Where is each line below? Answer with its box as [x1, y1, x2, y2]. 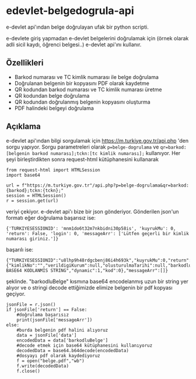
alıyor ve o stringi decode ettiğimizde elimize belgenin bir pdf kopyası [6, 284, 173, 291]
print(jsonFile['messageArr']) [16, 317, 93, 323]
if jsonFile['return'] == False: [6, 306, 87, 312]
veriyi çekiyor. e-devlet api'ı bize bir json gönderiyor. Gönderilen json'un [6, 208, 179, 215]
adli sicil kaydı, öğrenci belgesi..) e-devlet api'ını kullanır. [6, 41, 142, 48]
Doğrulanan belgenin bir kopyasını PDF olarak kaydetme [14, 80, 150, 87]
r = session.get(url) [6, 198, 59, 204]
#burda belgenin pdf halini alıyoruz [16, 327, 108, 333]
